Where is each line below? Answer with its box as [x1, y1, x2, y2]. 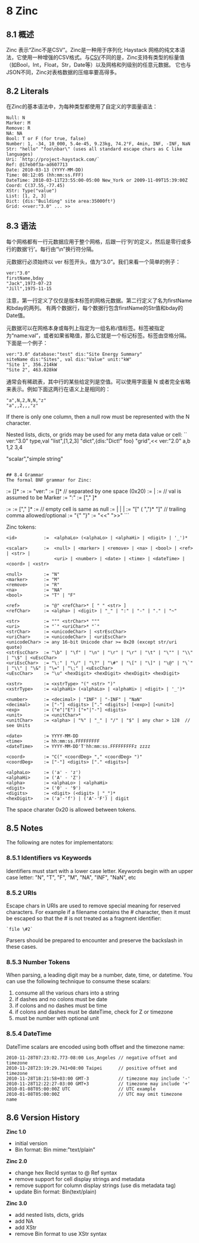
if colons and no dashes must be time [14, 1002, 107, 1009]
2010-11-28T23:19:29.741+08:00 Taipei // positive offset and [6, 1065, 178, 1071]
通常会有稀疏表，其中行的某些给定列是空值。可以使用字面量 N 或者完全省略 [6, 378, 191, 385]
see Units [6, 722, 31, 728]
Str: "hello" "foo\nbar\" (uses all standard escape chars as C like [6, 146, 183, 152]
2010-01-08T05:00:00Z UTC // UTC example [6, 1086, 156, 1092]
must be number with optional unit [14, 1015, 99, 1022]
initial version [14, 1140, 48, 1147]
